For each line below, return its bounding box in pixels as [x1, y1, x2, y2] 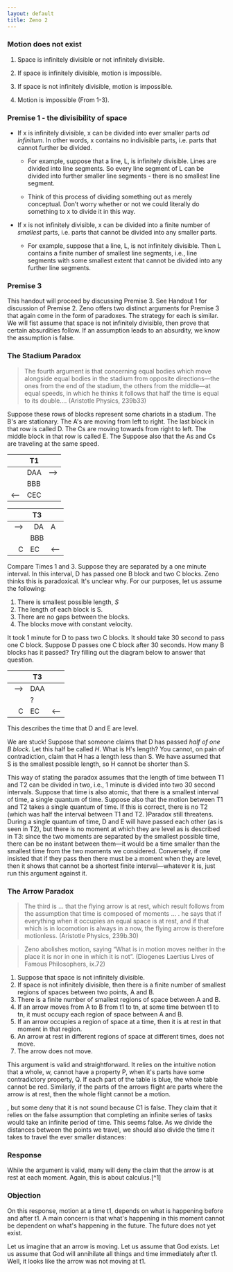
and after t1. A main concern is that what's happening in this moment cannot [7, 1214, 225, 1222]
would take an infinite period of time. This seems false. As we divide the [7, 1118, 213, 1126]
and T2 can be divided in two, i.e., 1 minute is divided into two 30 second [7, 780, 216, 789]
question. [7, 655, 35, 664]
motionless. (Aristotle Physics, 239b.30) [24, 931, 139, 939]
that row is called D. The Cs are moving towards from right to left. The [7, 424, 207, 433]
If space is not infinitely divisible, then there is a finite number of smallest [17, 980, 226, 989]
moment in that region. [17, 1025, 83, 1033]
